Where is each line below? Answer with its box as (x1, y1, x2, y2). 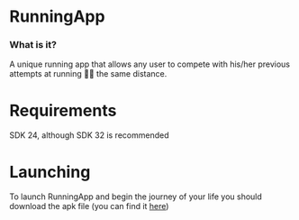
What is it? (9, 39, 57, 51)
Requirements (9, 100, 117, 121)
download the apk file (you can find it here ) (9, 201, 169, 212)
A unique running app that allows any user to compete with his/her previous (9, 59, 291, 69)
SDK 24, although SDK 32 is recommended (9, 130, 169, 141)
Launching (9, 161, 91, 182)
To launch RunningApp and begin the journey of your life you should (9, 191, 263, 202)
